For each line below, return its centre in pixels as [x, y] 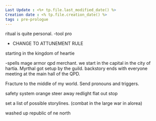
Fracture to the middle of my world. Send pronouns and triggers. [72, 84]
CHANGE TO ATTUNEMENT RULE [48, 44]
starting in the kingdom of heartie [40, 53]
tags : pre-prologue [27, 19]
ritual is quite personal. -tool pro [39, 34]
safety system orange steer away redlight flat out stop [61, 94]
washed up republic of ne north [38, 113]
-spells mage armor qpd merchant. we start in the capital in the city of [78, 63]
